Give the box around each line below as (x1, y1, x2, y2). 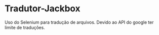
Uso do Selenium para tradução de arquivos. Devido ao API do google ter (4, 19, 154, 25)
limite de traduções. (4, 24, 45, 30)
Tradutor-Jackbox (4, 3, 80, 14)
